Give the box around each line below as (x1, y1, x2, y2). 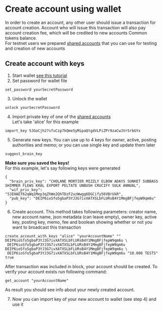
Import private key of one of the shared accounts (12, 114, 111, 119)
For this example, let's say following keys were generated (5, 165, 121, 171)
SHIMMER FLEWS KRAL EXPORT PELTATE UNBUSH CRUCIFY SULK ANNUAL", (5, 183, 141, 188)
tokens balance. (5, 35, 38, 41)
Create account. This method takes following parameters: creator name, (12, 209, 157, 214)
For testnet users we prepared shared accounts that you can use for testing (5, 40, 157, 46)
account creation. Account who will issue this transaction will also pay (5, 24, 146, 30)
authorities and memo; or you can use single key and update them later (12, 142, 156, 148)
